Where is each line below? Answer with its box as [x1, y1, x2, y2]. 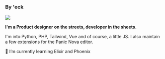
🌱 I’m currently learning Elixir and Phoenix [5, 49, 91, 55]
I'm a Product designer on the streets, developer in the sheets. [5, 24, 137, 30]
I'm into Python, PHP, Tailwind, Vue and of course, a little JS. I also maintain [5, 34, 160, 40]
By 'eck [5, 3, 24, 10]
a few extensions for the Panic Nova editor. [5, 39, 93, 45]
